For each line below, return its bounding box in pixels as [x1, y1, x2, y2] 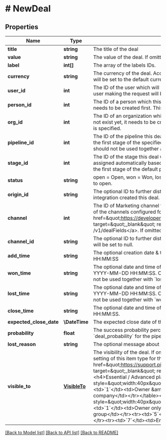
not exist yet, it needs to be [93, 119, 156, 125]
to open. [93, 180, 113, 187]
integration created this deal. [93, 194, 160, 201]
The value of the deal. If [93, 54, 148, 60]
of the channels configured [93, 208, 156, 215]
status [7, 177, 23, 184]
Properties [5, 23, 39, 31]
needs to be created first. [93, 104, 152, 111]
